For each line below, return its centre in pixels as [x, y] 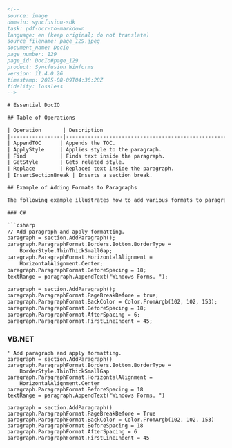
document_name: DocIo [38, 48]
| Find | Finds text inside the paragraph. [86, 156]
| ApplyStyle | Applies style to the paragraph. [85, 149]
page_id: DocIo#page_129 [43, 61]
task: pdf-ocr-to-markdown [46, 28]
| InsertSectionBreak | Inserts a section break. [80, 176]
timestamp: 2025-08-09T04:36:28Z [55, 80]
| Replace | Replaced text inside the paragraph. [91, 169]
